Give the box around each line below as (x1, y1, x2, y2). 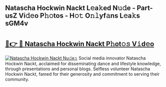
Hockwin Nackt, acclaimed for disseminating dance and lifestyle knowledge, (5, 61, 161, 66)
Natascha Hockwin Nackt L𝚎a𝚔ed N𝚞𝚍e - (5, 4, 135, 12)
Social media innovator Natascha (78, 55, 146, 61)
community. (5, 76, 29, 82)
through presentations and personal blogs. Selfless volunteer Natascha (5, 66, 150, 72)
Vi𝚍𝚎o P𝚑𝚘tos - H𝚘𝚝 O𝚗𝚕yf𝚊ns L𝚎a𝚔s (18, 12, 140, 20)
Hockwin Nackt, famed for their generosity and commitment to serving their (5, 71, 160, 77)
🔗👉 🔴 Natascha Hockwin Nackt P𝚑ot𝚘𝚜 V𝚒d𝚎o (5, 39, 155, 48)
